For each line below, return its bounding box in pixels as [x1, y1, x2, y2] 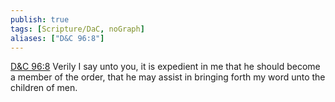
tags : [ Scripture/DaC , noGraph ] [10, 24, 145, 34]
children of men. [10, 82, 78, 94]
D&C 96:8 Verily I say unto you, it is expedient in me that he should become [10, 61, 321, 73]
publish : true [10, 14, 70, 25]
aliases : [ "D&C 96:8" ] [10, 33, 105, 43]
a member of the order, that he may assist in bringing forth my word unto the [10, 71, 326, 83]
